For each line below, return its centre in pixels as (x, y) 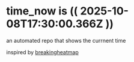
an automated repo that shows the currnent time (66, 40)
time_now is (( (42, 11)
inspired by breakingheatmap (43, 52)
